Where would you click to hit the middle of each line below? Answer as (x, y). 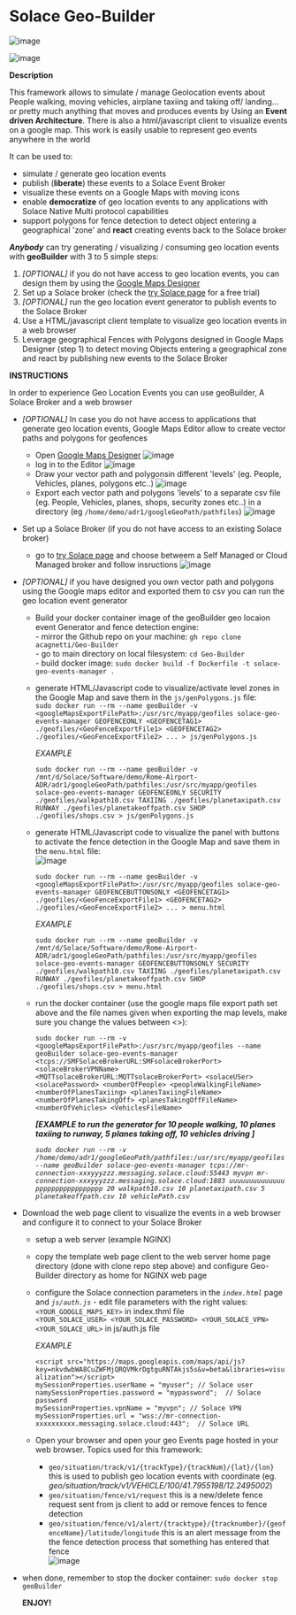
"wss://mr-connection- (180, 1416)
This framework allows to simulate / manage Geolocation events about (137, 92)
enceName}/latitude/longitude (104, 1533)
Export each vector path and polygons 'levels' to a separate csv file (158, 492)
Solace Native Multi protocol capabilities (95, 211)
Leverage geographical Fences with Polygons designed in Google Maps (153, 339)
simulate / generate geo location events (94, 173)
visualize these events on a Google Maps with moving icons (131, 192)
